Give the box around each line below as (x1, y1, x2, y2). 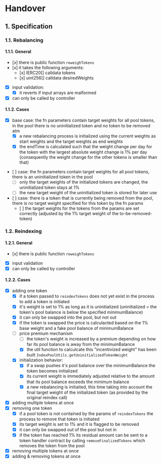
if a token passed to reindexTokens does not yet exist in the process (19, 293, 155, 299)
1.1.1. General (5, 49, 32, 55)
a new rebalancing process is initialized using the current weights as (19, 133, 156, 139)
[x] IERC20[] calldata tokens (19, 70, 76, 76)
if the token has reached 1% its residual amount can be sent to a (19, 432, 148, 438)
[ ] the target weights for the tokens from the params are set (19, 205, 140, 211)
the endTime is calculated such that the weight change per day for (19, 144, 152, 150)
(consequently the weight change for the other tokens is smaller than (19, 155, 158, 160)
